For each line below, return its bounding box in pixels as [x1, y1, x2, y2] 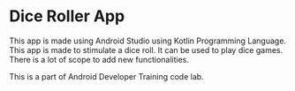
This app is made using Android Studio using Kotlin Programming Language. [9, 35, 287, 46]
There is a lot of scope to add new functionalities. [9, 54, 190, 64]
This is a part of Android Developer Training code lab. [9, 71, 205, 81]
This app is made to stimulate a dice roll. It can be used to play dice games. [9, 44, 284, 55]
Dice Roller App [9, 6, 125, 27]
